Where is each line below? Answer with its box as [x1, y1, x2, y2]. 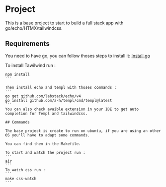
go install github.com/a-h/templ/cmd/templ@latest [5, 98, 112, 103]
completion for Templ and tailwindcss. [5, 111, 88, 116]
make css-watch [5, 176, 37, 181]
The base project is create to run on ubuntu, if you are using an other [5, 128, 162, 133]
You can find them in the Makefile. [5, 141, 81, 146]
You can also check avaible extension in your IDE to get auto [5, 107, 139, 112]
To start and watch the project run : [5, 150, 85, 155]
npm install [5, 72, 30, 77]
